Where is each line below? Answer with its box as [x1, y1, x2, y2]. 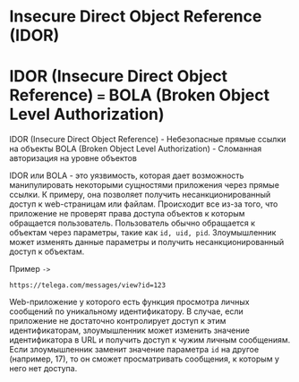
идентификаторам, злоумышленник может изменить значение [9, 325, 251, 336]
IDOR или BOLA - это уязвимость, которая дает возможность [9, 170, 244, 181]
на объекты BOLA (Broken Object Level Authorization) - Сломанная [9, 143, 262, 154]
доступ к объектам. [9, 246, 85, 257]
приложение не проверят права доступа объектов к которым [9, 208, 245, 219]
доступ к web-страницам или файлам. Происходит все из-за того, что [9, 199, 278, 209]
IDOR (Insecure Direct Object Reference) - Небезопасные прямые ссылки [9, 134, 286, 145]
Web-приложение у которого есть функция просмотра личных [9, 297, 250, 308]
